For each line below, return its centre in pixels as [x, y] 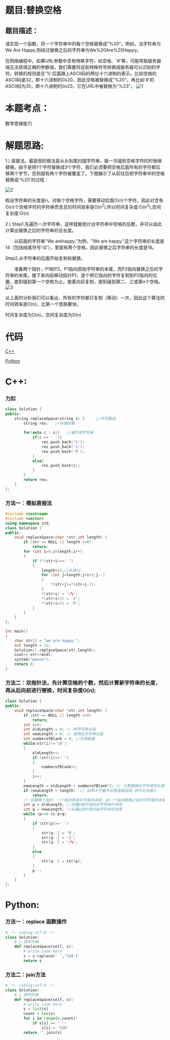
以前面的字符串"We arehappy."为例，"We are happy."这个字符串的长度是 [89, 241]
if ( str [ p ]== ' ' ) [51, 823]
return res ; [36, 480]
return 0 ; [25, 664]
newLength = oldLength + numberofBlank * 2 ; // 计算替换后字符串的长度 [94, 786]
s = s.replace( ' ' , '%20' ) [51, 956]
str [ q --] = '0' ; [58, 833]
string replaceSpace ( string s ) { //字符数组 [65, 419]
